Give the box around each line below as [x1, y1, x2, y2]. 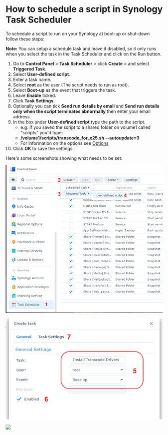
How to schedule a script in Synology [5, 3, 163, 15]
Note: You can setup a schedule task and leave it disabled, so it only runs [5, 45, 157, 51]
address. [12, 113, 31, 119]
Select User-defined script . [12, 71, 70, 77]
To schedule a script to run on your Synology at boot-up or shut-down [5, 30, 150, 36]
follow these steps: [5, 36, 44, 42]
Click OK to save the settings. [12, 145, 74, 151]
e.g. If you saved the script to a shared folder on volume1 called [20, 124, 151, 130]
